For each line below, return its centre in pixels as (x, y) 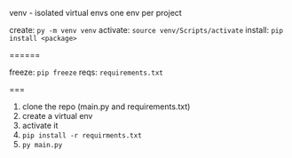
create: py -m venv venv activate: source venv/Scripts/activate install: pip (146, 30)
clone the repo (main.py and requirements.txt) (106, 107)
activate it (40, 125)
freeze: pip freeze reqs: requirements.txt (87, 72)
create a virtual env (57, 116)
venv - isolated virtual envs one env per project (95, 13)
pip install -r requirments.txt (82, 136)
